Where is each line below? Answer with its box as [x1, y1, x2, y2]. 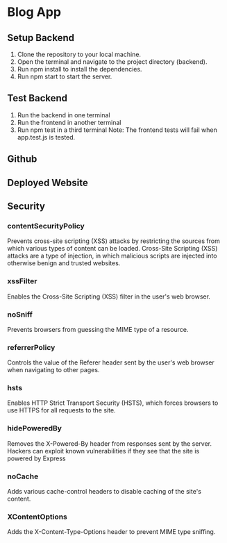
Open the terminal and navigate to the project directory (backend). [17, 58, 208, 66]
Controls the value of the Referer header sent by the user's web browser [7, 358, 215, 367]
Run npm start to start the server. [17, 72, 112, 81]
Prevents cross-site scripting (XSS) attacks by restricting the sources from [7, 237, 220, 245]
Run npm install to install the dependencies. [17, 65, 142, 73]
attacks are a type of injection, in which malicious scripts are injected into [7, 251, 217, 260]
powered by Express [7, 454, 66, 462]
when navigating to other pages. [7, 366, 100, 374]
